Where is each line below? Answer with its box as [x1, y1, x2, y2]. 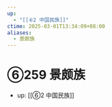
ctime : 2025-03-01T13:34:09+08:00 [7, 23, 106, 29]
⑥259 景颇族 [7, 67, 85, 83]
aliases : [7, 29, 32, 36]
